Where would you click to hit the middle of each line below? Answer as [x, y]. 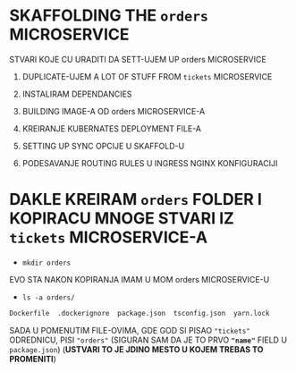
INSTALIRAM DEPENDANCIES [77, 94]
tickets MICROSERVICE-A [109, 237]
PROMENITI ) [33, 359]
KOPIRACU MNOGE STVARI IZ [122, 219]
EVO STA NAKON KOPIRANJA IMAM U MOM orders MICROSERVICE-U [140, 279]
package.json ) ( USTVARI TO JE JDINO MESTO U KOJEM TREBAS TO [136, 349]
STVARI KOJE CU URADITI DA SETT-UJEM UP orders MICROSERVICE [138, 59]
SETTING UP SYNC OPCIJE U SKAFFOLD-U [103, 146]
